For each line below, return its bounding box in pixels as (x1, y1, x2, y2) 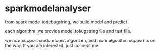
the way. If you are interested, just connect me (5, 42, 99, 48)
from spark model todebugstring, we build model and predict (5, 19, 128, 25)
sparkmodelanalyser (5, 3, 91, 14)
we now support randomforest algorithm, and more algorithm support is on (5, 37, 156, 43)
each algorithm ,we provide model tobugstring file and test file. (5, 28, 132, 34)
